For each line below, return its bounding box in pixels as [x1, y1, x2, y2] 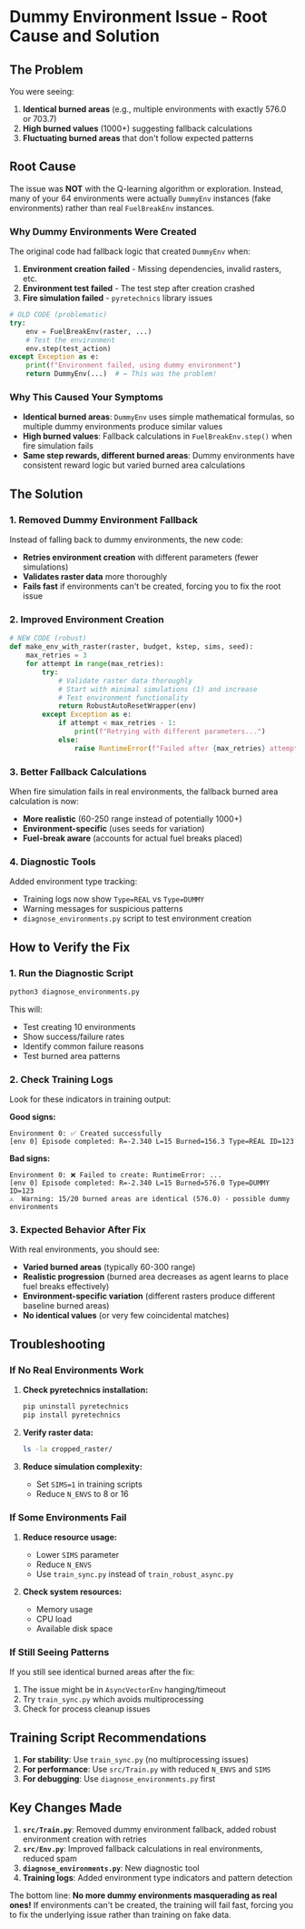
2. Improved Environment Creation [9, 613, 165, 626]
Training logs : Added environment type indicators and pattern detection [22, 1872, 293, 1883]
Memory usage [35, 1604, 93, 1614]
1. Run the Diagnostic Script [9, 966, 133, 979]
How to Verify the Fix [9, 939, 131, 954]
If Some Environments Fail [9, 1510, 127, 1523]
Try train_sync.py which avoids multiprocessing [22, 1694, 204, 1705]
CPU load [35, 1613, 73, 1624]
